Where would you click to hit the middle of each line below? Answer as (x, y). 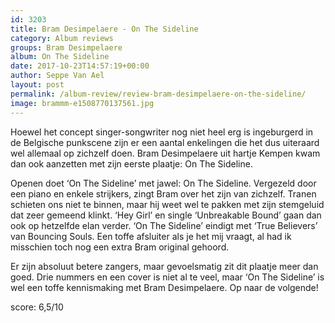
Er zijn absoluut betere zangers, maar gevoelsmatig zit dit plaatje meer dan (164, 266)
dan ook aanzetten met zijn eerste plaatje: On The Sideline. (131, 163)
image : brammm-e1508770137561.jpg (82, 103)
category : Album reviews (62, 38)
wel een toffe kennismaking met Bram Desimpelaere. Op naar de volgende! (164, 287)
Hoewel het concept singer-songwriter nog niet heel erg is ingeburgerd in (162, 132)
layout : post (37, 85)
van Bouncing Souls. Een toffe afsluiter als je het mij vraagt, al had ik (151, 236)
